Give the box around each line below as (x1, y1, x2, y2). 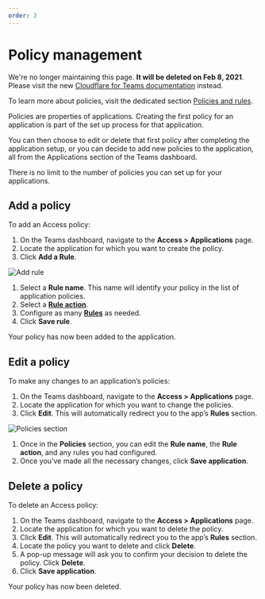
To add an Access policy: (8, 220, 91, 230)
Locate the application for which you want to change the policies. (19, 400, 234, 410)
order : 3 (8, 11, 37, 20)
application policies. (19, 292, 86, 301)
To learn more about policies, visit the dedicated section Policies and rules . (8, 96, 254, 106)
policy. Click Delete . (19, 558, 86, 567)
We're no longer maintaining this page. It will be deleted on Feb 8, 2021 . (8, 72, 244, 82)
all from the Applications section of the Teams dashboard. (8, 152, 198, 161)
